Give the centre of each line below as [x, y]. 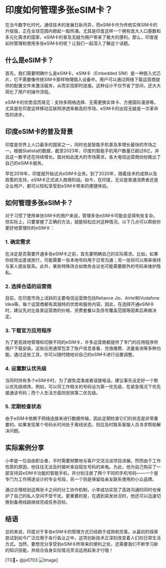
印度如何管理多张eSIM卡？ [59, 10]
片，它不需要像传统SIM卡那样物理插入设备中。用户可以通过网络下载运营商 [81, 79]
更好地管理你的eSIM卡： [30, 228]
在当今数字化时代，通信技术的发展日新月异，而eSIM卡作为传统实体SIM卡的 [81, 25]
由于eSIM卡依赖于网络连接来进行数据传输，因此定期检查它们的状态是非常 [80, 418]
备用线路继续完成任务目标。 [42, 502]
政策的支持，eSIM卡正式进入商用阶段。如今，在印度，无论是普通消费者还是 [82, 180]
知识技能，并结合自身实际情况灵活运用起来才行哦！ [61, 550]
